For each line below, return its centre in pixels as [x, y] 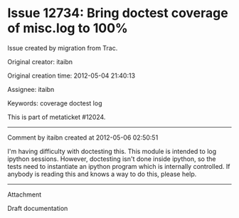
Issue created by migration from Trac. [63, 48]
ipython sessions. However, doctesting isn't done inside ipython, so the [112, 159]
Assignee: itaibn [31, 89]
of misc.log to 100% [68, 28]
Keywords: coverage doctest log [55, 103]
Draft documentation [38, 208]
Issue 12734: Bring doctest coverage [118, 13]
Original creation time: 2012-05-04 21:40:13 [71, 76]
